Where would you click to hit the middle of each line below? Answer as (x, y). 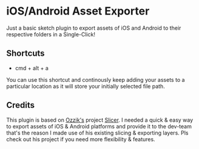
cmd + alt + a (32, 68)
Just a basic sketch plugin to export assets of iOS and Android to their (94, 28)
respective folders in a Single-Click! (51, 34)
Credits (21, 105)
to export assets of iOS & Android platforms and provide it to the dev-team (99, 126)
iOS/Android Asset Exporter (78, 11)
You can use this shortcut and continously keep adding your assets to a (96, 79)
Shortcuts (25, 54)
